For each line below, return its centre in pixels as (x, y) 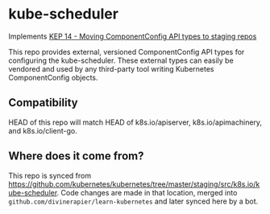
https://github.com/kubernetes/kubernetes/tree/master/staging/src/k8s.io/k (134, 184)
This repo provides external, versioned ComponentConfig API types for (127, 51)
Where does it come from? (76, 156)
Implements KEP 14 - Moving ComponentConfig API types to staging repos (133, 36)
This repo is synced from (50, 175)
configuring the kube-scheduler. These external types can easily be (121, 60)
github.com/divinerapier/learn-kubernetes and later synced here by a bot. (133, 201)
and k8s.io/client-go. (43, 130)
